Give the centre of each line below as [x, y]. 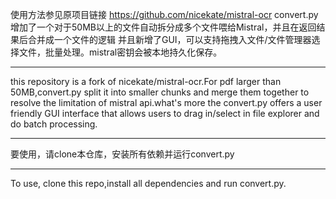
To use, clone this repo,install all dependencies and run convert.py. [148, 183]
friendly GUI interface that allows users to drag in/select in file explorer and [165, 113]
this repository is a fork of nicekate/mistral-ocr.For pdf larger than [146, 81]
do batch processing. [54, 124]
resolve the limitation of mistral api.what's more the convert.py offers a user [166, 102]
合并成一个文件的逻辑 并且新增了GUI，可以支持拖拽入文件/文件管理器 [169, 39]
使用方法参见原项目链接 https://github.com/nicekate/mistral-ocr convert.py [164, 14]
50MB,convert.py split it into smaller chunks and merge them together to [160, 92]
